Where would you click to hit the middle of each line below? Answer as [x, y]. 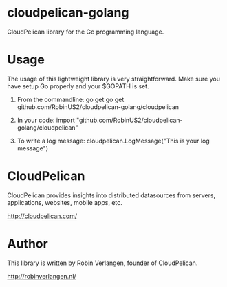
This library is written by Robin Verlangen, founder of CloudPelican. [102, 263]
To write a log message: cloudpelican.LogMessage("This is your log [113, 141]
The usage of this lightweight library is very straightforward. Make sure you [113, 79]
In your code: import [46, 120]
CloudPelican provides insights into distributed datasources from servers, [111, 195]
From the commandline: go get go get [71, 99]
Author [28, 244]
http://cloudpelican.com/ [42, 216]
